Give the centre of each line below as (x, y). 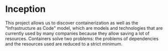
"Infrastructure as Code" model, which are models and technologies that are (84, 28)
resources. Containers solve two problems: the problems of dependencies (82, 39)
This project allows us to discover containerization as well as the (72, 23)
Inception (26, 9)
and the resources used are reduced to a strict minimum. (64, 44)
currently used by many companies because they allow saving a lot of (77, 33)
